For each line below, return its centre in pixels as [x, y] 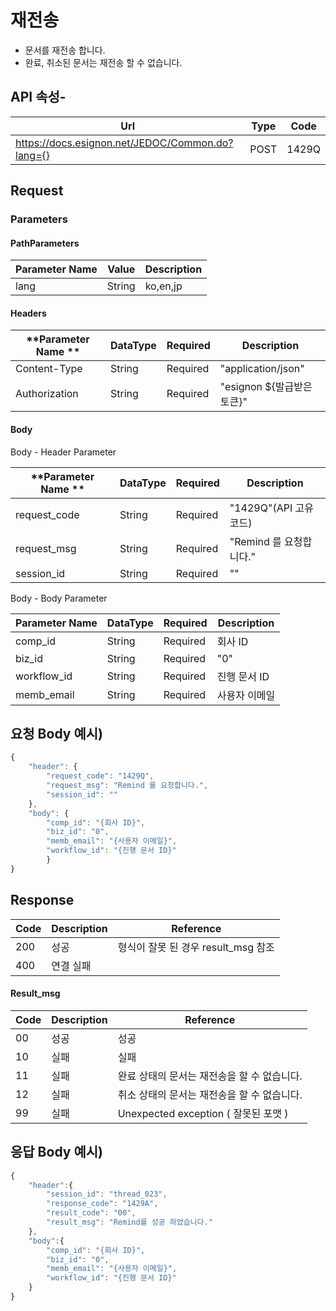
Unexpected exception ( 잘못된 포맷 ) [203, 1113]
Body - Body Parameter [59, 598]
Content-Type [49, 369]
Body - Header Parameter [63, 452]
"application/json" [262, 369]
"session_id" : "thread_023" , [107, 1194]
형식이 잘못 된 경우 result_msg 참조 [196, 947]
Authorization [47, 394]
